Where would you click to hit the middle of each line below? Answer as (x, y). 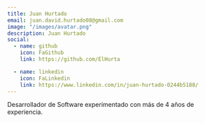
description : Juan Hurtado (47, 33)
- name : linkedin (39, 72)
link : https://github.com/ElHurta (70, 59)
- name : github (36, 46)
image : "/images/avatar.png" (50, 27)
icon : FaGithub (42, 53)
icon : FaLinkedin (45, 78)
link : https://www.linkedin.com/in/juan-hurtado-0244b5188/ (109, 85)
